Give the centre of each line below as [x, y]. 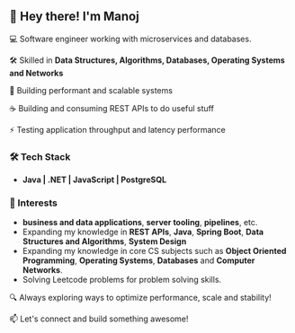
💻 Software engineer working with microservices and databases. [130, 39]
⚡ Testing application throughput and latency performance [118, 129]
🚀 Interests [34, 203]
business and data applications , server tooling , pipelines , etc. [140, 223]
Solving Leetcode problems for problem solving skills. [122, 280]
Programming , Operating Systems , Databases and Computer [139, 260]
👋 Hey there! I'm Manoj [74, 17]
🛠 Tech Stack [40, 156]
